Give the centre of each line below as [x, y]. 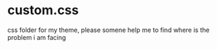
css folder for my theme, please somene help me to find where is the [108, 30]
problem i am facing [37, 37]
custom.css [43, 10]
